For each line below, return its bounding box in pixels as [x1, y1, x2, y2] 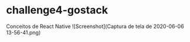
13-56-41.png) [6, 29, 41, 36]
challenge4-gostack [6, 3, 108, 17]
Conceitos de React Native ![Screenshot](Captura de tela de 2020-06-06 [6, 23, 184, 30]
